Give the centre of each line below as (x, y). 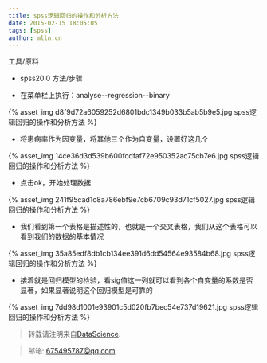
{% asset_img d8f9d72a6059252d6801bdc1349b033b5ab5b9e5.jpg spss (129, 112)
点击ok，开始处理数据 (55, 183)
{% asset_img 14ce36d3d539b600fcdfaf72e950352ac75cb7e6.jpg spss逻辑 (134, 156)
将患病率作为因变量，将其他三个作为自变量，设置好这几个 (114, 139)
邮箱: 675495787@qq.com (71, 351)
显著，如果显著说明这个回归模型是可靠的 (86, 291)
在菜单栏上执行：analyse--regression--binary (94, 96)
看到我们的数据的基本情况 (62, 236)
